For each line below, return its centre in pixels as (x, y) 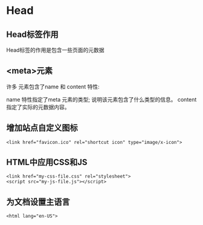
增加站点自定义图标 (42, 128)
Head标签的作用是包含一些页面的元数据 (55, 50)
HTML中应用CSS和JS (47, 162)
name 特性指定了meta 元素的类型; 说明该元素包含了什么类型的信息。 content (101, 99)
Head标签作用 (32, 34)
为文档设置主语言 (38, 202)
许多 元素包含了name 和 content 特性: (53, 86)
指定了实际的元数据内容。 (38, 107)
